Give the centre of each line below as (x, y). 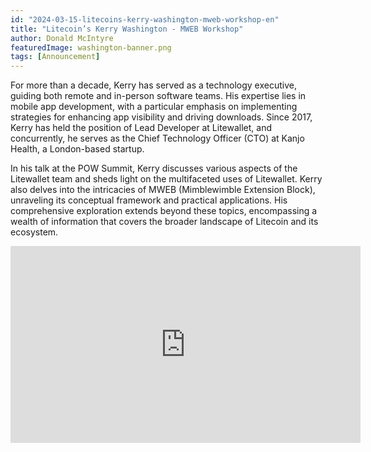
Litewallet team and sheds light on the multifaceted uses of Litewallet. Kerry (166, 179)
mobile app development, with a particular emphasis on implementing (154, 107)
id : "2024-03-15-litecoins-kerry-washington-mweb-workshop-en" (145, 19)
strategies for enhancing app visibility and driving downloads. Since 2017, (161, 117)
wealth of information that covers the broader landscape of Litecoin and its (164, 222)
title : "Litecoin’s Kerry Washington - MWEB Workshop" (127, 29)
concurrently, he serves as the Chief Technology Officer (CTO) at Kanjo (157, 138)
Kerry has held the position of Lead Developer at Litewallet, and (141, 128)
